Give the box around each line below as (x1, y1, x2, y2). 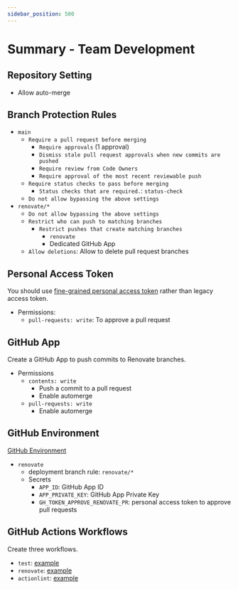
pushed (38, 158, 59, 165)
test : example (17, 558, 60, 567)
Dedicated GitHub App (49, 240, 116, 248)
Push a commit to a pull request (38, 384, 132, 393)
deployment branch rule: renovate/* (28, 467, 134, 476)
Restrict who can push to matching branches (28, 218, 163, 225)
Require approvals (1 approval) (38, 143, 130, 152)
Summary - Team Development (7, 41, 195, 57)
